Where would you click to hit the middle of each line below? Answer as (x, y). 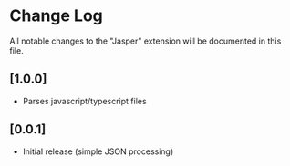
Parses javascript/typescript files (85, 101)
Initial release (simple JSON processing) (98, 151)
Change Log (56, 16)
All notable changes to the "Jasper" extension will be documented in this (145, 41)
